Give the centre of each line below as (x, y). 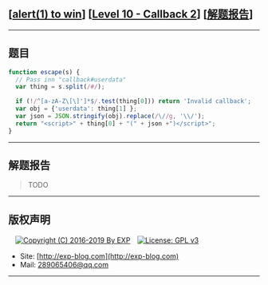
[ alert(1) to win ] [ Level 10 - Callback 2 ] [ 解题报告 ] (131, 14)
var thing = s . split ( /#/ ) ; (60, 87)
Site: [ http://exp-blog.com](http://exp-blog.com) (99, 256)
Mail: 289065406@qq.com (64, 265)
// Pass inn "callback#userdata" (71, 79)
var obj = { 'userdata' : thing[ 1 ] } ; (76, 109)
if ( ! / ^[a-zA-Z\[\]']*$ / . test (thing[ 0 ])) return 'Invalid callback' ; (133, 101)
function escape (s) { (44, 72)
